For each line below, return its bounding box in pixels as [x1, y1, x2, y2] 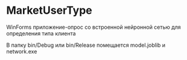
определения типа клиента [6, 29, 77, 37]
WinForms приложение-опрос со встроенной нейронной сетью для [6, 23, 181, 31]
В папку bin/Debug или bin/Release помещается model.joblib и [6, 41, 166, 49]
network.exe [6, 47, 37, 55]
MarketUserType [6, 4, 92, 17]
